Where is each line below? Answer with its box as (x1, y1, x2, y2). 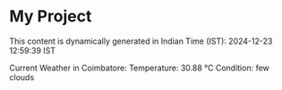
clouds (9, 71, 35, 82)
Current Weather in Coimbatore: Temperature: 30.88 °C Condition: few (9, 62, 270, 73)
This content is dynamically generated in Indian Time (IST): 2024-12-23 (9, 36, 273, 46)
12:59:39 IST (9, 45, 56, 55)
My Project (9, 6, 92, 27)
